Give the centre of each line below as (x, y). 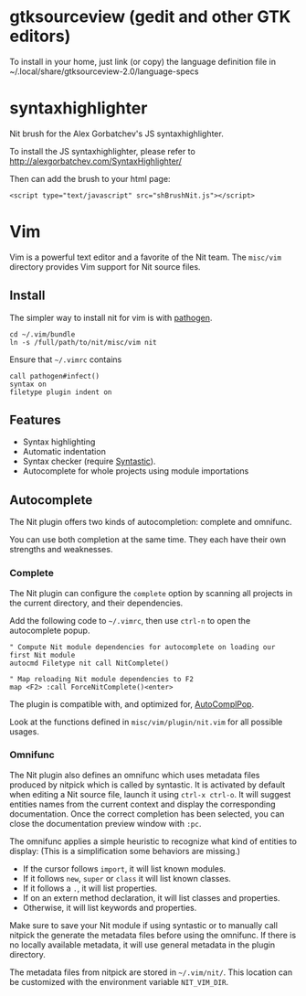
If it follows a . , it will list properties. (90, 888)
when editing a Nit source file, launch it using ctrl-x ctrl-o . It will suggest (150, 794)
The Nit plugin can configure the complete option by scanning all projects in (151, 593)
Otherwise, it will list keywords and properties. (110, 907)
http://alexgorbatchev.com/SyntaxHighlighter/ (96, 161)
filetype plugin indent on (61, 392)
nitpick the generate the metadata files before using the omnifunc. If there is (153, 935)
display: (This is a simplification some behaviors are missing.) (125, 851)
